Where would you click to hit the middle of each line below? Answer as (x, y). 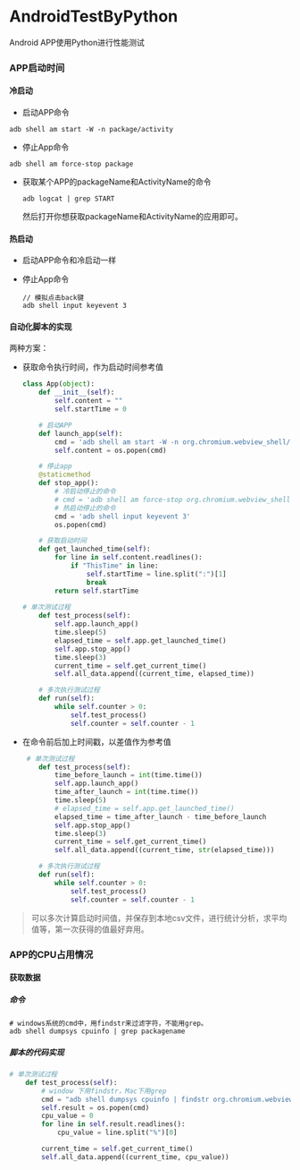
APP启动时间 (37, 67)
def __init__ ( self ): (77, 393)
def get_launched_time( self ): (95, 549)
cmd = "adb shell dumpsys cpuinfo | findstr (125, 1099)
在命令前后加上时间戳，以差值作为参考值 (96, 741)
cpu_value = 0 (67, 1116)
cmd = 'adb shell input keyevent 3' (123, 517)
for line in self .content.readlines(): (129, 558)
